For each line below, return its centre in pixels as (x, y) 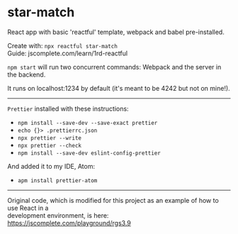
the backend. (27, 74)
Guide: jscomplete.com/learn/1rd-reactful (68, 53)
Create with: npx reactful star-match (63, 45)
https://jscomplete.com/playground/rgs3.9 (69, 223)
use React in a (28, 208)
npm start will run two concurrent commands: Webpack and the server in (114, 67)
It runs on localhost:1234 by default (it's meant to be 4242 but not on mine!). (119, 88)
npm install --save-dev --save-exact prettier (87, 123)
